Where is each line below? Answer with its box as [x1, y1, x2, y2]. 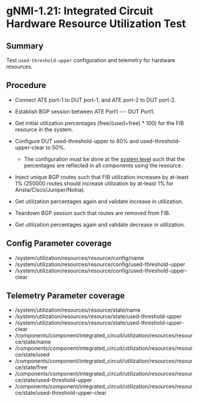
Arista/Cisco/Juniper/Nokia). [14, 186, 86, 193]
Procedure [6, 80, 47, 90]
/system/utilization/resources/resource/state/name [14, 307, 141, 314]
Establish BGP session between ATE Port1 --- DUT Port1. [14, 108, 155, 115]
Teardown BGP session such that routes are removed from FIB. [14, 209, 171, 216]
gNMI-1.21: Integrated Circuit [6, 4, 153, 18]
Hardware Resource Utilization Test [6, 17, 186, 31]
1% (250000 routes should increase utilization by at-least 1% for [14, 180, 174, 187]
